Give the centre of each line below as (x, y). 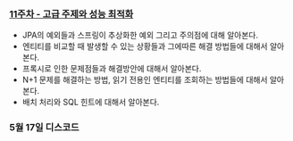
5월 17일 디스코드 (44, 128)
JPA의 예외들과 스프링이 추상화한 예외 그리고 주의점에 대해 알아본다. (140, 35)
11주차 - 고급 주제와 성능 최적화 (71, 13)
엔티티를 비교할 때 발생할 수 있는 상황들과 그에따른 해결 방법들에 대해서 (145, 46)
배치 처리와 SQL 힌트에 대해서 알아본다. (91, 102)
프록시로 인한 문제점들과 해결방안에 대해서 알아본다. (112, 69)
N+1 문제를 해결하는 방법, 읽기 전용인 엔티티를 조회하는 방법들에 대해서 (145, 80)
